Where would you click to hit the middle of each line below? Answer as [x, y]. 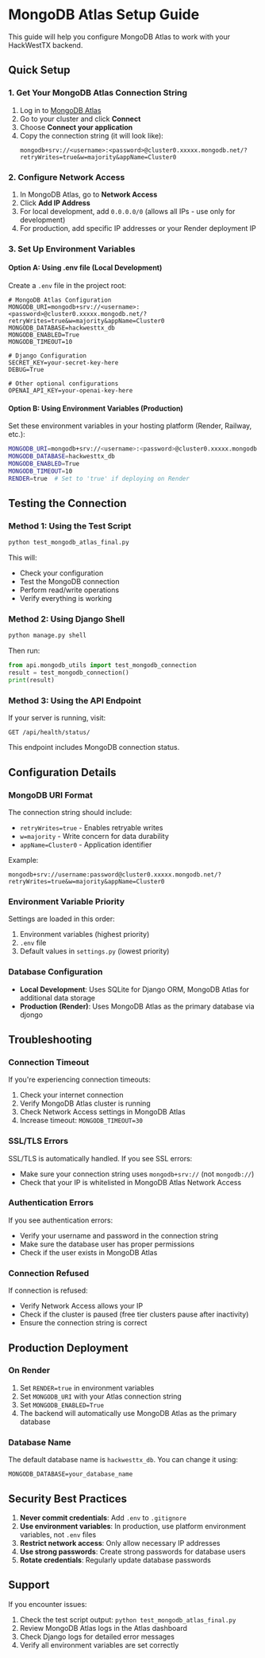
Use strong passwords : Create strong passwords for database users [132, 1551]
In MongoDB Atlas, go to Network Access [88, 194]
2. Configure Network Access [67, 177]
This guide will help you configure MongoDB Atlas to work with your [119, 37]
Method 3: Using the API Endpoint [75, 700]
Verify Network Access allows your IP [81, 1306]
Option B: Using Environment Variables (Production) [96, 408]
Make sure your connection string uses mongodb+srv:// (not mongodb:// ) [137, 1174]
